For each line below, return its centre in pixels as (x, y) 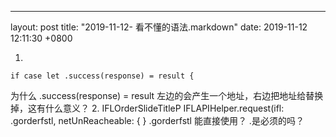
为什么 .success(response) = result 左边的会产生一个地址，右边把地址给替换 (167, 95)
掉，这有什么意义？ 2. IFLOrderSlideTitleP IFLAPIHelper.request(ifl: (147, 108)
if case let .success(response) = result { (102, 76)
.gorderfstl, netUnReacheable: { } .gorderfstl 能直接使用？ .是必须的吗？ (157, 120)
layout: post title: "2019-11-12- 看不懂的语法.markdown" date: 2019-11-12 (159, 27)
